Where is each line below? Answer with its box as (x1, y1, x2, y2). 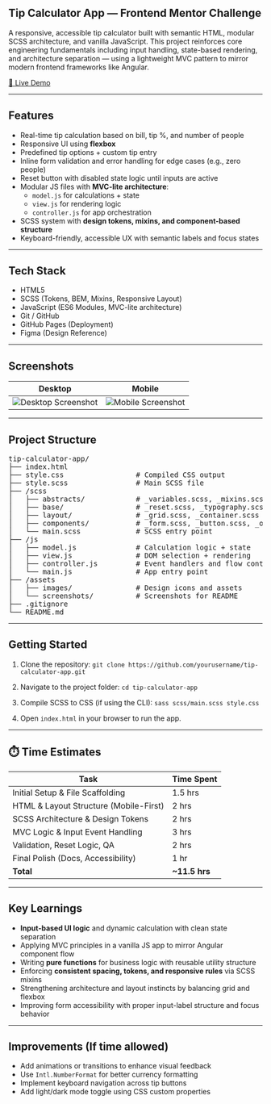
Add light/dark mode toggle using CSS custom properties (19, 1087, 211, 1097)
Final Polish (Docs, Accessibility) (12, 852, 136, 864)
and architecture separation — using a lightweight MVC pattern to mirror (8, 53, 248, 63)
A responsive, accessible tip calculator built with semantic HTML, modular (8, 27, 255, 37)
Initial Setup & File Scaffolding (12, 787, 126, 798)
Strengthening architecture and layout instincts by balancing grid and (19, 983, 250, 993)
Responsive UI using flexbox (19, 139, 116, 148)
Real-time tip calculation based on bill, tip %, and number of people (19, 130, 244, 140)
